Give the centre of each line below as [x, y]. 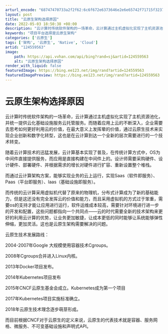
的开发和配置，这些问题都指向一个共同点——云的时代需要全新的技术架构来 [82, 211]
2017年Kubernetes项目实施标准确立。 [44, 298]
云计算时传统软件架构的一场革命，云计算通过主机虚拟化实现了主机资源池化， [84, 117]
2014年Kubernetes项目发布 [33, 277]
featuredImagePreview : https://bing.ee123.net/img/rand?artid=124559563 [82, 75]
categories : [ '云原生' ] [29, 38]
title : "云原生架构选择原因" [32, 19]
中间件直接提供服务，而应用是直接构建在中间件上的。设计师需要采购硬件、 [82, 158]
